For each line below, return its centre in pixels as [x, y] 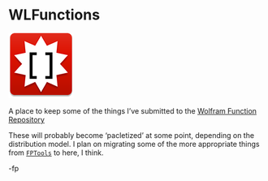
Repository [26, 119]
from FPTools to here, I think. [56, 153]
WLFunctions [54, 15]
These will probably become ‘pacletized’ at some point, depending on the [131, 135]
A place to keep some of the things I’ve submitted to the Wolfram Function [133, 110]
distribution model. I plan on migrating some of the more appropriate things [134, 144]
